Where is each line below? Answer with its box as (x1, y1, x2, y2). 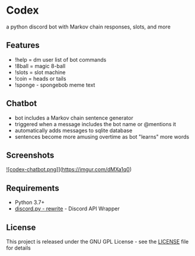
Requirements (6, 183, 59, 193)
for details (6, 244, 31, 251)
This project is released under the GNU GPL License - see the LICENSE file (6, 238, 189, 245)
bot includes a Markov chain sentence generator (14, 114, 133, 121)
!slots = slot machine (14, 69, 66, 76)
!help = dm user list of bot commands (14, 56, 107, 63)
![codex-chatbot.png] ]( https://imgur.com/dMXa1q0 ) (6, 166, 132, 173)
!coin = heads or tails (14, 75, 66, 82)
